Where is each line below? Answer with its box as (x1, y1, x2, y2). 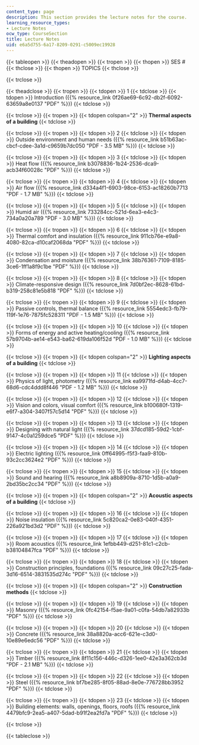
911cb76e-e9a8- (140, 232, 181, 240)
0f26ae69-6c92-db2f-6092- (112, 93, 183, 101)
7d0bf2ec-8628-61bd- (129, 281, 185, 288)
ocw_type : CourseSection (6, 31, 68, 37)
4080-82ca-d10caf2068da (6, 238, 72, 246)
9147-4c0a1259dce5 (6, 432, 57, 439)
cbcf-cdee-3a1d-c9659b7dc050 (6, 142, 86, 149)
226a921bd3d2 (6, 522, 43, 529)
